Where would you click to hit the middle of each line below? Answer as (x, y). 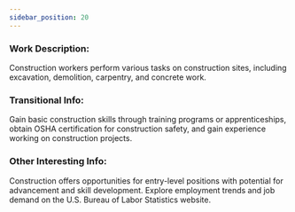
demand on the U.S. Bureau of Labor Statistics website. (110, 200)
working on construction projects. (71, 138)
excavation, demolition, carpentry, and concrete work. (108, 77)
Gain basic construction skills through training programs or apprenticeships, (148, 120)
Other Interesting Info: (58, 161)
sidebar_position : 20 (49, 17)
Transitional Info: (47, 100)
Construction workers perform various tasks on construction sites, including (148, 67)
